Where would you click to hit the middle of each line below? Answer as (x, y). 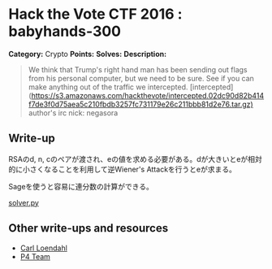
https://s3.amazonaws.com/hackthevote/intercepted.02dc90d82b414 (148, 95)
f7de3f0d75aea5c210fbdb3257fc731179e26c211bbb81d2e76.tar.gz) (140, 104)
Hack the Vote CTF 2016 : (95, 14)
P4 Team (35, 256)
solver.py (24, 202)
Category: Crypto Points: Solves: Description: (88, 54)
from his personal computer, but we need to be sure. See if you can (141, 78)
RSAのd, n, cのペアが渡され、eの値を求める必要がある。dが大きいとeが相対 (135, 158)
